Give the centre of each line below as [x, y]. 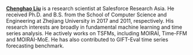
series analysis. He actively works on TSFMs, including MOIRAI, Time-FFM [96, 33]
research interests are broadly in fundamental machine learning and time [94, 27]
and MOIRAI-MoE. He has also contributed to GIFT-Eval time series [87, 39]
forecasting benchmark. [35, 46]
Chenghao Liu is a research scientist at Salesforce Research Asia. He [90, 8]
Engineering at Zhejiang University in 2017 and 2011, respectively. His [90, 21]
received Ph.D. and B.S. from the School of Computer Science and [86, 15]
